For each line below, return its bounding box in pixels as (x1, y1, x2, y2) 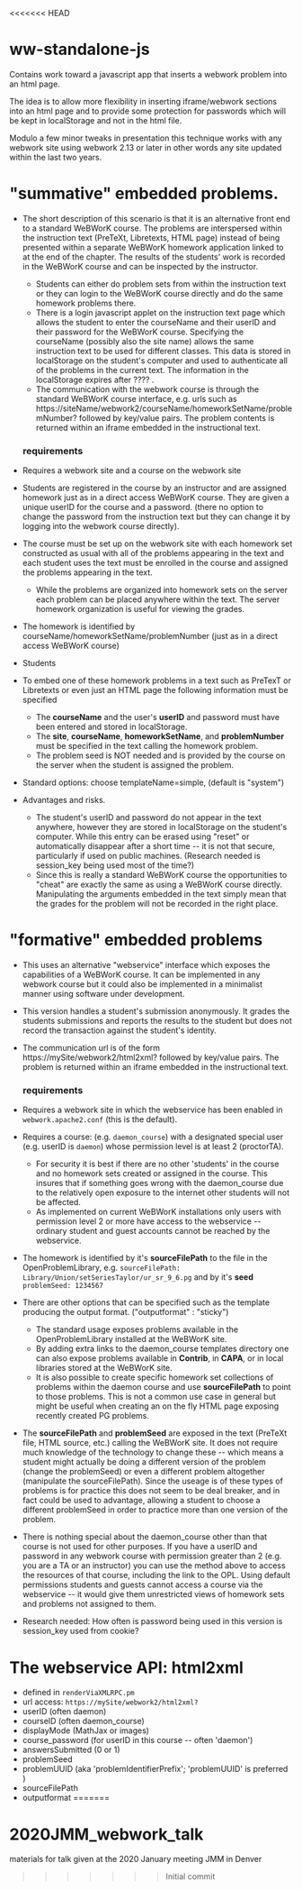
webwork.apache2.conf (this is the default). (22, 1114, 178, 1125)
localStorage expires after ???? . (35, 374, 155, 385)
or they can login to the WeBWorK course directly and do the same (35, 288, 283, 298)
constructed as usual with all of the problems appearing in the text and (22, 548, 285, 559)
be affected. (35, 1197, 81, 1208)
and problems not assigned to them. (22, 1599, 156, 1610)
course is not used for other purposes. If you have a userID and (22, 1541, 258, 1552)
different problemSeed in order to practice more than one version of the (22, 1504, 289, 1515)
